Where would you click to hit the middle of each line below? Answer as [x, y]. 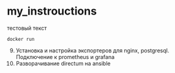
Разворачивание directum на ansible [63, 63]
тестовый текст [27, 28]
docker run [21, 39]
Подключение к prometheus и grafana [65, 57]
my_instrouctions [52, 11]
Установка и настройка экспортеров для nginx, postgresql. [92, 50]
